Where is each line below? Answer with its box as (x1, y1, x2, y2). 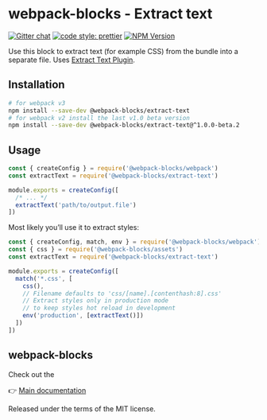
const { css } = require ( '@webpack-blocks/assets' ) (8, 246, 183, 254)
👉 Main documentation (8, 385, 87, 395)
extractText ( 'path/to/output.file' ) (15, 200, 137, 209)
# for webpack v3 (8, 99, 66, 107)
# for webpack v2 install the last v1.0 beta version (8, 114, 191, 122)
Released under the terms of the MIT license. (8, 403, 157, 414)
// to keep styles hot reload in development (22, 304, 176, 313)
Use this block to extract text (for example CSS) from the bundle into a (8, 46, 238, 56)
